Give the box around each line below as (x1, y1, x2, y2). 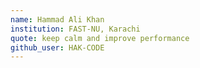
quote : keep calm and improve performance (10, 33, 190, 43)
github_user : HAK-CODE (10, 42, 105, 53)
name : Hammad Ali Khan (10, 14, 105, 25)
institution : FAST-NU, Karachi (10, 24, 141, 34)
